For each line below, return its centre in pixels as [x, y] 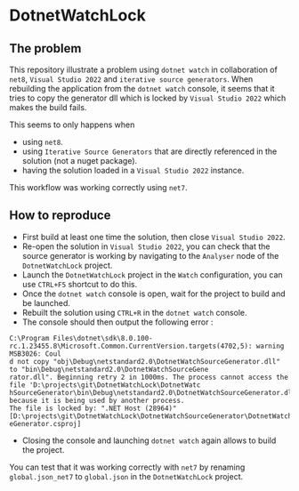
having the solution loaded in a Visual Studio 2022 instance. [133, 170]
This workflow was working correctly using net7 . [98, 187]
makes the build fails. [48, 107]
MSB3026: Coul [36, 354]
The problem [45, 48]
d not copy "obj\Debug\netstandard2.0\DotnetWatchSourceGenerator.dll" [145, 361]
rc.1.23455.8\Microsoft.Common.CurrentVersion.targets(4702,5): [131, 346]
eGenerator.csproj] [45, 423]
